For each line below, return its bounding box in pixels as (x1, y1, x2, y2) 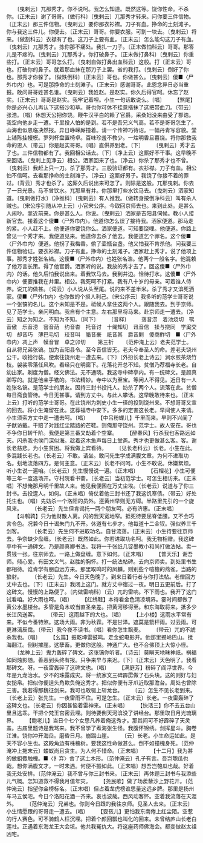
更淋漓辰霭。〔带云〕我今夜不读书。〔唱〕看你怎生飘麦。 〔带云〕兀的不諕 (6, 626, 196, 633)
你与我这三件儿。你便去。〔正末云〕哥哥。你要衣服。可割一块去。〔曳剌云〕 (6, 28, 192, 35)
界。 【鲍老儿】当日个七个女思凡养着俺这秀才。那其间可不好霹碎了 (6, 717, 180, 724)
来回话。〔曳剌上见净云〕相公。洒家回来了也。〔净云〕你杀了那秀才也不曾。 (6, 157, 192, 164)
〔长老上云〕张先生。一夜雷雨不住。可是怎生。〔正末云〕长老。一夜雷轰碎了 (6, 694, 195, 701)
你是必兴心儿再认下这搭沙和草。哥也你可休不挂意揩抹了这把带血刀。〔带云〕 (6, 104, 195, 111)
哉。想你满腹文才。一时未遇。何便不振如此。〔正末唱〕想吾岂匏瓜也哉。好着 (6, 762, 195, 769)
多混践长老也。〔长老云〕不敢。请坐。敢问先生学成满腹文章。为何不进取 (6, 452, 184, 459)
